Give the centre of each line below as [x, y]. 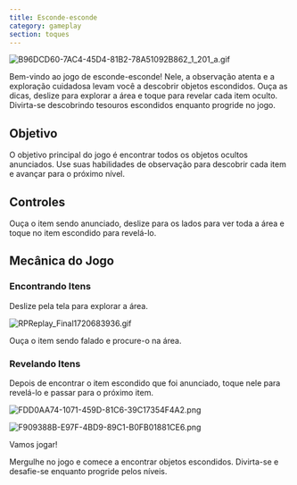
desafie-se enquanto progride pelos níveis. [88, 471]
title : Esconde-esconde [54, 17]
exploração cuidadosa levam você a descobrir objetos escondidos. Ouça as [148, 87]
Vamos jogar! [33, 444]
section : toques [39, 34]
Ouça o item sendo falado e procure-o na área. [95, 340]
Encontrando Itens [50, 287]
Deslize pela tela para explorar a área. [79, 305]
